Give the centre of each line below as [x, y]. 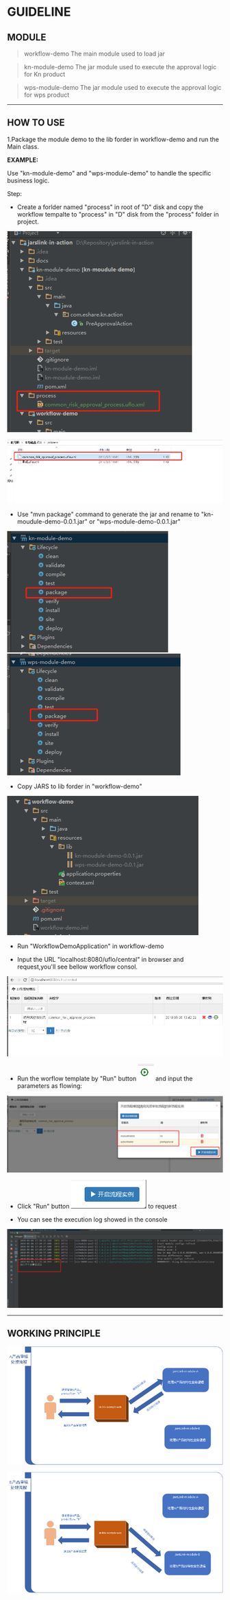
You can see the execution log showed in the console [92, 1220]
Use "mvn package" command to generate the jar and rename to [108, 514]
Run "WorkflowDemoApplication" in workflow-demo [90, 946]
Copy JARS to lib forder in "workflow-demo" [79, 786]
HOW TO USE [36, 123]
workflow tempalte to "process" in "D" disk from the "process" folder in [118, 214]
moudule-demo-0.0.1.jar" [52, 521]
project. [28, 221]
